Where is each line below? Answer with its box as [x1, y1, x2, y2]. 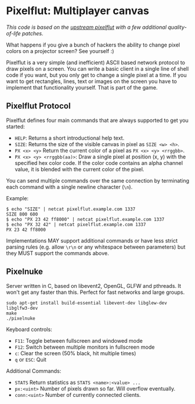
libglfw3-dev [6, 305, 38, 311]
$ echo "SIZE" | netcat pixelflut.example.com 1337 [6, 206, 135, 212]
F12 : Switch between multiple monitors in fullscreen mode [14, 343, 155, 350]
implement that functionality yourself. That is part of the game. [6, 84, 158, 91]
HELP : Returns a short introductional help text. [14, 134, 125, 141]
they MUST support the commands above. [6, 249, 109, 257]
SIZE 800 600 [6, 211, 38, 217]
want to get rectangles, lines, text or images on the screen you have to [6, 78, 177, 85]
